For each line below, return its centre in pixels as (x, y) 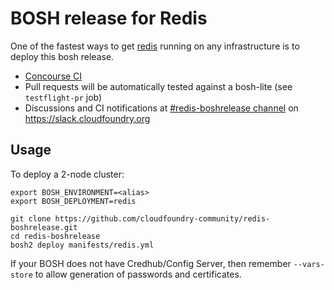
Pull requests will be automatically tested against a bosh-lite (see (158, 86)
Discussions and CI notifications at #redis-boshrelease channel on (161, 108)
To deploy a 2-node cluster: (67, 174)
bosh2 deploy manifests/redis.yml (82, 245)
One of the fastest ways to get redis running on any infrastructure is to (155, 46)
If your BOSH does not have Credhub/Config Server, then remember (151, 263)
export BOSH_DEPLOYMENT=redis (73, 201)
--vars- (309, 264)
